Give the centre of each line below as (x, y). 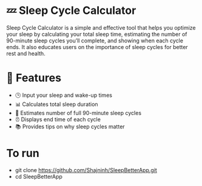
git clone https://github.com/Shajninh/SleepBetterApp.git (86, 170)
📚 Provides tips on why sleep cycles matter (70, 126)
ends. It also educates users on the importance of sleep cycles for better (97, 47)
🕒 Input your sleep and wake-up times (63, 95)
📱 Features (34, 78)
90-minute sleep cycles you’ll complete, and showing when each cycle (95, 41)
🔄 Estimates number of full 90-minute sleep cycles (78, 113)
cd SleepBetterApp (39, 176)
